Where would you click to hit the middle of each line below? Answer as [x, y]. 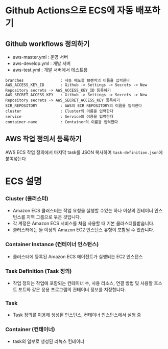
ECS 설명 [24, 181]
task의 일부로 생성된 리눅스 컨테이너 [49, 341]
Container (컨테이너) [30, 330]
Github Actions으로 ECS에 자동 [69, 10]
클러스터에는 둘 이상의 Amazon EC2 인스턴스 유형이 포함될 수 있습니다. [83, 230]
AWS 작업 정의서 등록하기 [43, 139]
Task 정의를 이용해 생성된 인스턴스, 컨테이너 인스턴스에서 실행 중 [77, 315]
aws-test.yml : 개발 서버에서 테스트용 [50, 70]
